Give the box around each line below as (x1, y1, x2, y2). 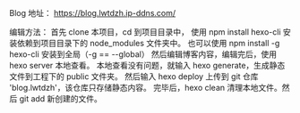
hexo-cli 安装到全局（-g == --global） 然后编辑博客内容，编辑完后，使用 (9, 49, 278, 60)
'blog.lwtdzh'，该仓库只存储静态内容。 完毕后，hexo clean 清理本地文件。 (9, 83, 282, 93)
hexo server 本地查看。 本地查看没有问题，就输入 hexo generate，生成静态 (9, 61, 286, 70)
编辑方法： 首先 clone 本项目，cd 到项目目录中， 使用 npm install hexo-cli (9, 27, 281, 37)
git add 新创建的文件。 (19, 93, 103, 104)
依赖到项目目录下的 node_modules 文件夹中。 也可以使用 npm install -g (16, 38, 280, 48)
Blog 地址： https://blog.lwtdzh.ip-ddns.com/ (9, 8, 176, 18)
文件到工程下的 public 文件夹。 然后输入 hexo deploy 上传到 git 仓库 (9, 71, 259, 82)
